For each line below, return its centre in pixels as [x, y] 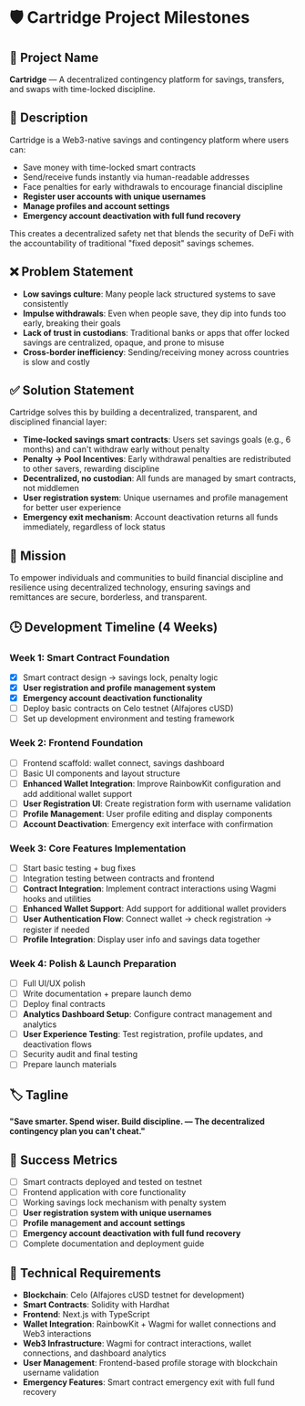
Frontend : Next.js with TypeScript [86, 1315]
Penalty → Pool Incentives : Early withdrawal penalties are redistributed [157, 459]
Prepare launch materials [69, 1065]
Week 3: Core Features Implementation [98, 848]
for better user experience [71, 508]
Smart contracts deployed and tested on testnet [112, 1181]
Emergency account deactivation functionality [112, 698]
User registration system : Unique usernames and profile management [155, 498]
